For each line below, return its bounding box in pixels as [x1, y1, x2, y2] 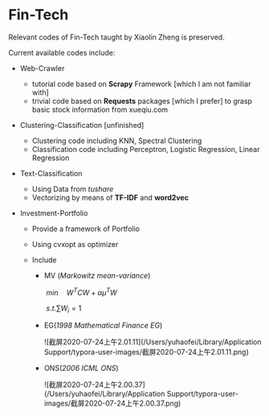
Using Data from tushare [31, 183, 114, 194]
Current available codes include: [8, 47, 116, 57]
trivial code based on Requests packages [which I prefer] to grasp [31, 96, 253, 105]
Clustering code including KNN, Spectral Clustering [31, 135, 202, 146]
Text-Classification [19, 168, 83, 178]
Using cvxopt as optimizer [31, 239, 119, 249]
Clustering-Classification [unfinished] [19, 120, 145, 130]
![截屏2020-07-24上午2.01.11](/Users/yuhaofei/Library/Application [43, 337, 262, 347]
